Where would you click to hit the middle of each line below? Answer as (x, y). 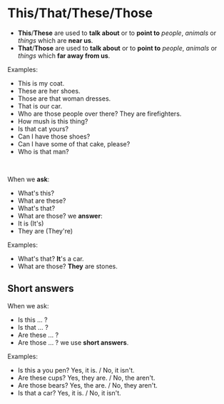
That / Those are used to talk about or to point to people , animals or (117, 48)
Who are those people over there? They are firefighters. (100, 113)
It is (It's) (31, 223)
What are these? (42, 201)
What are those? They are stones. (67, 266)
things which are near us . (55, 40)
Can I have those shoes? (54, 136)
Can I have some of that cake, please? (74, 143)
